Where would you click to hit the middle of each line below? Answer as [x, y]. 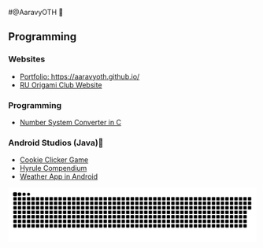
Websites [27, 59]
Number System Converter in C [70, 122]
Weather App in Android [59, 176]
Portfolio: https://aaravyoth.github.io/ [80, 76]
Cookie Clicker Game [54, 160]
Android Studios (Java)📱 [56, 143]
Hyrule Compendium [53, 168]
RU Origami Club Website [61, 85]
